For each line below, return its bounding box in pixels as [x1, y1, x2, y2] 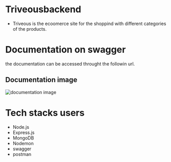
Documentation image [5, 76, 78, 84]
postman [12, 151, 32, 157]
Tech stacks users [5, 107, 85, 119]
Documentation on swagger [5, 44, 126, 56]
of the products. [12, 26, 47, 32]
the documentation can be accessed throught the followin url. [5, 60, 135, 67]
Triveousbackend [5, 4, 82, 15]
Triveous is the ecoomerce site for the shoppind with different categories [12, 20, 166, 27]
